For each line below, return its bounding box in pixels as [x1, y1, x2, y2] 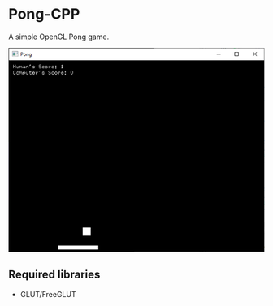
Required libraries [8, 268, 101, 282]
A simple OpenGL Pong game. [8, 32, 110, 41]
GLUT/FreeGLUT [19, 289, 76, 299]
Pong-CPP [8, 5, 80, 24]
